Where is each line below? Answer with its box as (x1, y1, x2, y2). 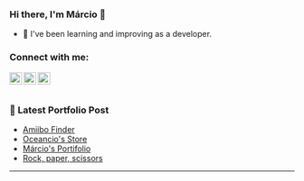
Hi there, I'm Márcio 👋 (9, 8, 106, 21)
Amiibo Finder (22, 123, 75, 134)
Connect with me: (9, 51, 90, 64)
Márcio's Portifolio (22, 143, 91, 154)
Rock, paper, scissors (22, 152, 103, 163)
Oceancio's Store (22, 133, 88, 144)
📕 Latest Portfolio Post (9, 104, 109, 116)
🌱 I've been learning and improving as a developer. (22, 29, 213, 40)
